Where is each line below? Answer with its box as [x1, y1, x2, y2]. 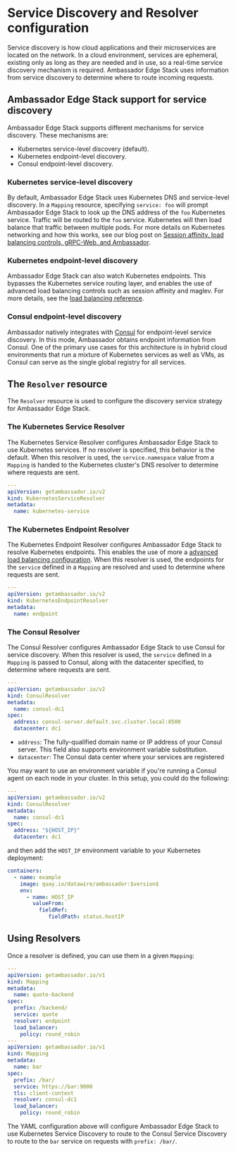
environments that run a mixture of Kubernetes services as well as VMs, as [7, 350, 225, 359]
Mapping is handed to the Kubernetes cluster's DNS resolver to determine [7, 460, 219, 469]
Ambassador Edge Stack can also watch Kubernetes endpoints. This [7, 271, 206, 280]
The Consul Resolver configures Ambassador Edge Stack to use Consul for [7, 643, 225, 651]
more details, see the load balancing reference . [7, 294, 144, 302]
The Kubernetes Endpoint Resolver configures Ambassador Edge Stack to [7, 541, 222, 549]
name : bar [13, 1063, 42, 1071]
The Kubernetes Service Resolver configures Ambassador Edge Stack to [7, 438, 218, 446]
